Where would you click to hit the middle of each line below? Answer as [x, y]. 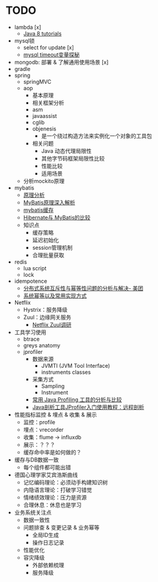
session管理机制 [52, 247]
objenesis [44, 128]
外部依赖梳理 [48, 565]
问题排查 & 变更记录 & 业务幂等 [61, 527]
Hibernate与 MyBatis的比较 [57, 217]
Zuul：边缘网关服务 [47, 317]
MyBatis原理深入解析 [49, 202]
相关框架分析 [48, 102]
